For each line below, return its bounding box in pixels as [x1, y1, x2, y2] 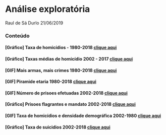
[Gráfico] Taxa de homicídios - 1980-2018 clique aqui [5, 45, 117, 51]
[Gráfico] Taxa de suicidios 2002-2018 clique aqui [5, 124, 111, 130]
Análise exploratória [5, 3, 90, 15]
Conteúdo [5, 32, 30, 39]
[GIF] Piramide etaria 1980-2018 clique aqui [5, 78, 97, 85]
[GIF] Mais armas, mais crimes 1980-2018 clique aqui [5, 67, 117, 73]
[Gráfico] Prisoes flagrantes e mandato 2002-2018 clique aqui [5, 101, 136, 107]
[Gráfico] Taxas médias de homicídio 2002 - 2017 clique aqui [5, 56, 133, 62]
